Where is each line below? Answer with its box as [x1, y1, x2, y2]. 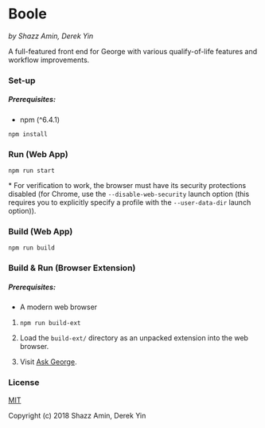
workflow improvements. [8, 55, 90, 65]
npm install [8, 130, 48, 138]
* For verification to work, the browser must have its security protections [8, 181, 247, 190]
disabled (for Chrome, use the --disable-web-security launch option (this [8, 189, 250, 199]
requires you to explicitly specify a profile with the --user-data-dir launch [8, 198, 251, 207]
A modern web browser [19, 302, 98, 312]
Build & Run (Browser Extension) [8, 262, 136, 273]
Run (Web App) [8, 148, 69, 159]
